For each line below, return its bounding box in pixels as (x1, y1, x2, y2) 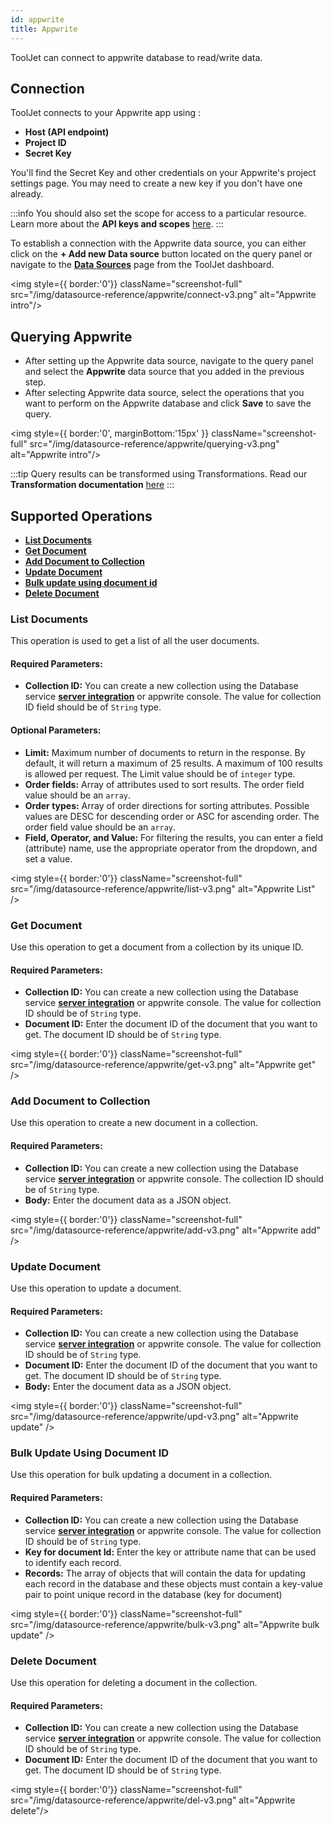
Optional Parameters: (10, 724, 102, 736)
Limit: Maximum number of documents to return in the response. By (24, 746, 306, 758)
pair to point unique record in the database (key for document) (24, 1588, 283, 1600)
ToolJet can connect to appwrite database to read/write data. (10, 51, 263, 63)
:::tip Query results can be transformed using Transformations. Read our (10, 468, 308, 480)
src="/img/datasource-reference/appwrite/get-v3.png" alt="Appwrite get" (10, 1059, 317, 1071)
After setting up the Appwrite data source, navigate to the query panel (24, 355, 314, 367)
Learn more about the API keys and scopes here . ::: (10, 218, 224, 230)
